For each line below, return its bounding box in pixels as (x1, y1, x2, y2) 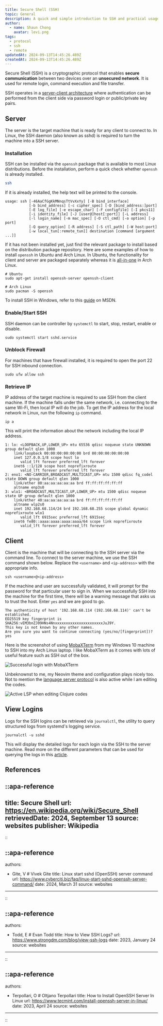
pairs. (5, 100, 16, 106)
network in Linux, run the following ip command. (5, 410, 102, 416)
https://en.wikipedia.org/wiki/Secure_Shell (5, 806, 139, 815)
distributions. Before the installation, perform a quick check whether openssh (5, 166, 158, 172)
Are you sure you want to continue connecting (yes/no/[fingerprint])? (5, 629, 153, 634)
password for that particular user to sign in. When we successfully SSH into (5, 588, 156, 594)
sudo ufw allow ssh (5, 372, 45, 377)
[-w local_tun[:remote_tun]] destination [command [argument (29, 229, 155, 234)
